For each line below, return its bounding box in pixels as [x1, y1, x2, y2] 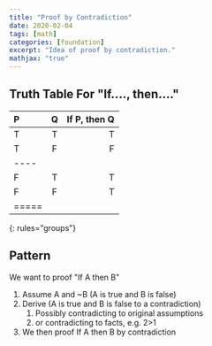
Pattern [9, 249, 51, 264]
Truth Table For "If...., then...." [9, 87, 179, 102]
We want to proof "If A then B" [9, 272, 120, 282]
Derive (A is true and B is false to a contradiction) [21, 298, 201, 309]
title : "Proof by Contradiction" [9, 12, 132, 22]
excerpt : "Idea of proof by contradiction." [9, 46, 176, 55]
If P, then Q [66, 112, 115, 125]
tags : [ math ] [9, 29, 57, 38]
